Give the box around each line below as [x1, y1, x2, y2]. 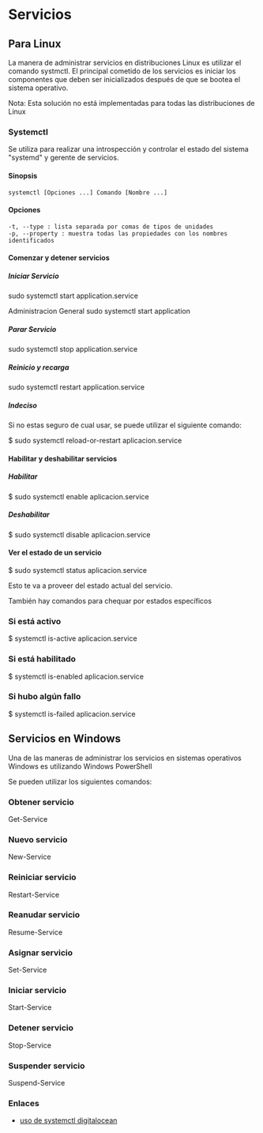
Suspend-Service [8, 1078, 66, 1087]
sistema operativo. [8, 83, 69, 92]
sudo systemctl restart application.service [8, 382, 145, 392]
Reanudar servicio [8, 909, 81, 920]
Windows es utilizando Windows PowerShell [8, 761, 152, 771]
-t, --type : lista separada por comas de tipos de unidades [8, 223, 214, 231]
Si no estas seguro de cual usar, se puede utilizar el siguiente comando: [8, 420, 242, 430]
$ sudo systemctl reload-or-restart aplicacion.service [8, 436, 182, 446]
